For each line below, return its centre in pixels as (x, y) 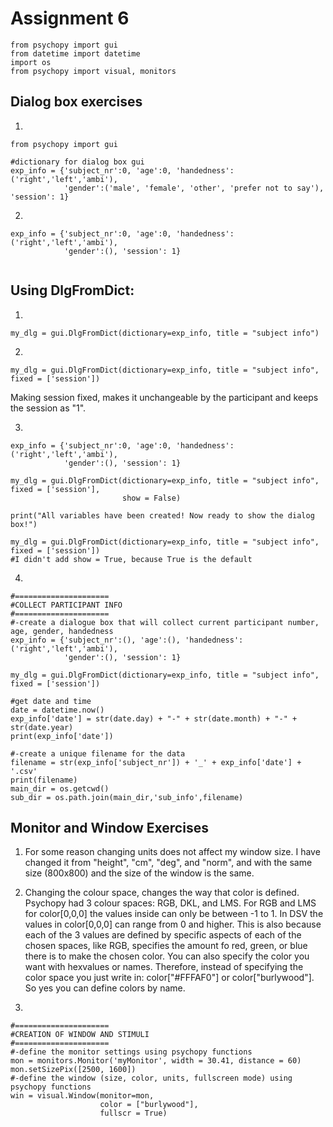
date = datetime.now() (57, 710)
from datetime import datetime (75, 53)
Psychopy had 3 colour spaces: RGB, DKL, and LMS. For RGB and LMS (170, 903)
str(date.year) (42, 727)
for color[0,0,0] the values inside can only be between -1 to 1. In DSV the (174, 914)
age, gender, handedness (62, 631)
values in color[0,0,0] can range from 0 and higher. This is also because (173, 924)
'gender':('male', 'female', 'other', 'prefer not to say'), (194, 188)
